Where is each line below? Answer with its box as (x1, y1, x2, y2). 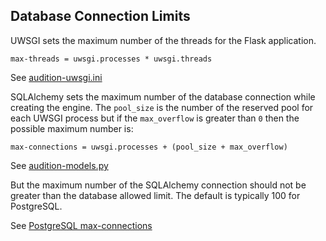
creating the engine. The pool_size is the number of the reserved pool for (10, 101, 314, 113)
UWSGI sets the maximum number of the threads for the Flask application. (10, 34, 317, 46)
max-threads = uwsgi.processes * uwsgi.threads (10, 54, 213, 64)
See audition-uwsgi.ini (10, 71, 103, 83)
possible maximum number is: (10, 122, 134, 134)
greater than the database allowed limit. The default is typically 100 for (10, 189, 301, 201)
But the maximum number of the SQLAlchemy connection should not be (10, 179, 307, 191)
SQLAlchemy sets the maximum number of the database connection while (10, 90, 316, 103)
